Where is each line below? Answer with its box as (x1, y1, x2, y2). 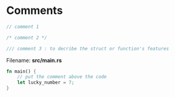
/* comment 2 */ (6, 35, 47, 41)
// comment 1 (6, 24, 39, 30)
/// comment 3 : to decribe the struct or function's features (6, 45, 170, 52)
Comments (6, 4, 63, 18)
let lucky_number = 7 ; (17, 79, 74, 85)
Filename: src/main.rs (6, 56, 62, 64)
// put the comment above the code (17, 74, 107, 80)
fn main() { (6, 68, 36, 75)
